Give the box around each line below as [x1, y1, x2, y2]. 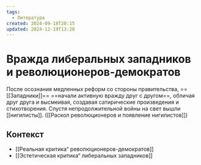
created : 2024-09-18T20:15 [6, 20, 75, 26]
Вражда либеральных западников [6, 53, 191, 66]
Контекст [6, 129, 44, 139]
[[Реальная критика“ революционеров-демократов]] [15, 145, 154, 153]
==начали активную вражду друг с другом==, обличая [51, 92, 196, 100]
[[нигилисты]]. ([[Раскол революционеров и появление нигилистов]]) [6, 111, 188, 119]
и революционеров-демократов [6, 65, 181, 79]
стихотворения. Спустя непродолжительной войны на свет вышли [6, 105, 181, 112]
